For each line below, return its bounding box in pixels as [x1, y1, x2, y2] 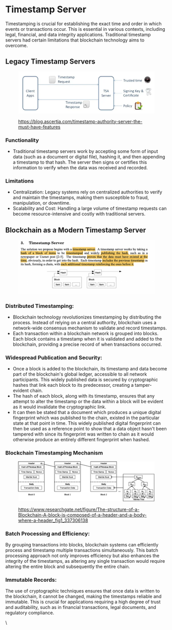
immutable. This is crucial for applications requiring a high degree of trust [5, 599, 161, 605]
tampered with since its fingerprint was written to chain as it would [12, 431, 154, 437]
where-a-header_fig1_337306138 [18, 517, 88, 523]
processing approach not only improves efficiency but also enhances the [5, 553, 160, 559]
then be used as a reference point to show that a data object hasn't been [12, 426, 167, 432]
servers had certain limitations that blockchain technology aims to [5, 37, 145, 43]
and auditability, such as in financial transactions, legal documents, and [5, 604, 157, 611]
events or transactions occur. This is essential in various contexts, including [5, 26, 165, 32]
